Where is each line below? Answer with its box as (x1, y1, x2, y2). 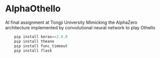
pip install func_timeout (14, 43, 68, 49)
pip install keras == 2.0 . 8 (14, 34, 68, 39)
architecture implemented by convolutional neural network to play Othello (5, 24, 156, 30)
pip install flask (14, 48, 52, 53)
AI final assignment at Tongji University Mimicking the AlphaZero (5, 19, 138, 25)
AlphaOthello (5, 3, 61, 14)
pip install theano (14, 39, 55, 44)
